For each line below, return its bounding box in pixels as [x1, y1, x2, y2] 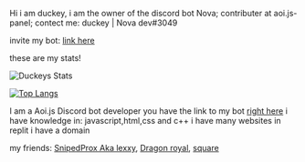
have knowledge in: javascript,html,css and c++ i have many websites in [9, 116, 281, 126]
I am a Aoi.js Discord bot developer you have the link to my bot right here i [9, 106, 288, 116]
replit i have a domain [9, 125, 90, 136]
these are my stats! [9, 53, 82, 63]
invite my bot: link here [9, 35, 95, 46]
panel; [9, 17, 34, 28]
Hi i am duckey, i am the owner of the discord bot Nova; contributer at [9, 8, 272, 18]
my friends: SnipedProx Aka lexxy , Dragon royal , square [9, 143, 219, 153]
